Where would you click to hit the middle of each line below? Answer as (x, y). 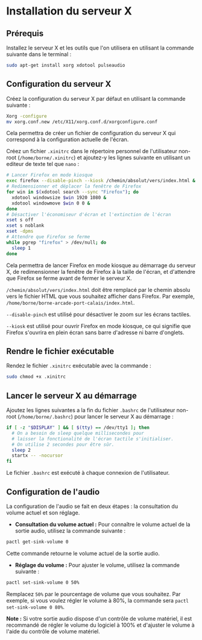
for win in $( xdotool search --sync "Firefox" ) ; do (72, 192)
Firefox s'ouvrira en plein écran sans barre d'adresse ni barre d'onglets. (96, 332)
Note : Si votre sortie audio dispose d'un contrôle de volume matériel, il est (99, 618)
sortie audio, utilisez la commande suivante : (70, 531)
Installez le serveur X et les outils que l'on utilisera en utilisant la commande (100, 48)
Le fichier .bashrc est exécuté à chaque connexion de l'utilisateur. (88, 473)
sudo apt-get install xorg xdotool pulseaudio (66, 65)
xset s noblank (25, 226)
